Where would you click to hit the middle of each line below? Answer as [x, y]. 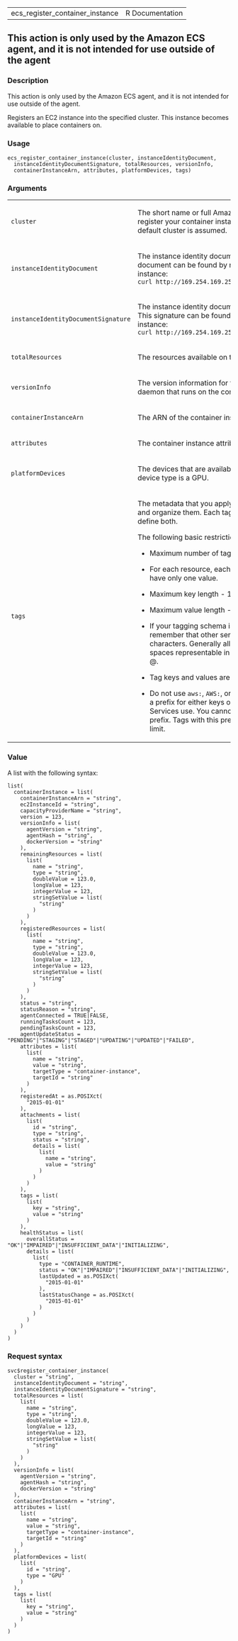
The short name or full [174, 213]
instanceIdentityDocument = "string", [71, 1383]
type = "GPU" [45, 1575]
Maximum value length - [191, 610]
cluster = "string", [44, 1377]
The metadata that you [175, 504]
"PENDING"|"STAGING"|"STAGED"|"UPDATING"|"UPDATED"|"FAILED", [101, 1040]
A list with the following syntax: [53, 773]
